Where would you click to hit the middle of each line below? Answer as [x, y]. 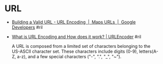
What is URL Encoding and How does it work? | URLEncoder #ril [76, 37]
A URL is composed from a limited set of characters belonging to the [81, 46]
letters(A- [149, 51]
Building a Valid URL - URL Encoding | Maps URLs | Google [74, 22]
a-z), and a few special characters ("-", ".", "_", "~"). [69, 56]
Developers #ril [27, 27]
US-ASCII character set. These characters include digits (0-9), [75, 51]
